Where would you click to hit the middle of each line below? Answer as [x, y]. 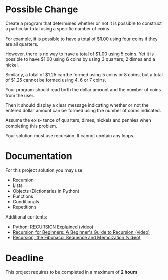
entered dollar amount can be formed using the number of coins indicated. [83, 110]
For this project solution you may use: [44, 170]
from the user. [20, 95]
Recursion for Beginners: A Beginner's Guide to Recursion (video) [81, 232]
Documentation [39, 156]
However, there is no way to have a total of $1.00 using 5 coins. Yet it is [79, 54]
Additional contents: [26, 216]
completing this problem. [31, 126]
